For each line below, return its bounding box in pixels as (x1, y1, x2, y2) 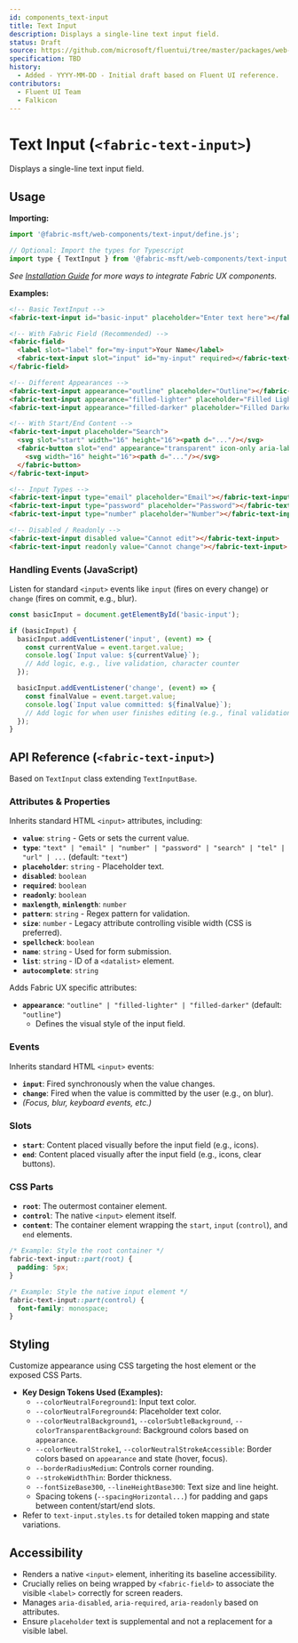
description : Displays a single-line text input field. (9, 29, 220, 38)
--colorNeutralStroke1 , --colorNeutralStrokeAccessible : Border (35, 1444, 272, 1454)
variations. (21, 1519, 61, 1530)
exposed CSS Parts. (9, 1370, 82, 1381)
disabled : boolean (21, 871, 87, 882)
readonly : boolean (21, 890, 87, 900)
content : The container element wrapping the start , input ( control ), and (21, 1220, 288, 1230)
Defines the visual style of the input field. (35, 1019, 186, 1029)
